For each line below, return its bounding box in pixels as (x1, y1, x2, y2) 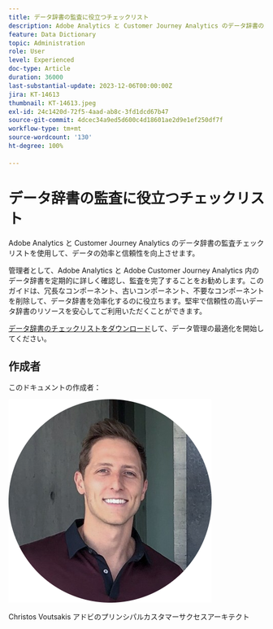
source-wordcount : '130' (8, 133, 93, 142)
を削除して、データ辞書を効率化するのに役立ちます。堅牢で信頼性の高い (8, 295, 249, 305)
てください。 (8, 334, 51, 343)
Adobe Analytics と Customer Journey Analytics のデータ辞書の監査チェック (8, 238, 264, 247)
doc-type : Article (8, 65, 71, 73)
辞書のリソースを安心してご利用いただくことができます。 (15, 306, 207, 316)
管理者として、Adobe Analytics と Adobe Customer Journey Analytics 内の (8, 265, 260, 275)
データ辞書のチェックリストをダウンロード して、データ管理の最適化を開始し (8, 323, 264, 333)
